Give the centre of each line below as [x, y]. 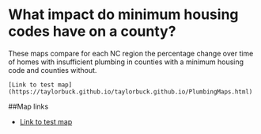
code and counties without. [53, 70]
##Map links [28, 106]
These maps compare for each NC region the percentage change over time [131, 53]
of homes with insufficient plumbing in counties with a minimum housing [126, 62]
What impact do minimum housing [123, 15]
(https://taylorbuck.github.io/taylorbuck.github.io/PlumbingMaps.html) [130, 92]
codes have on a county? [92, 31]
